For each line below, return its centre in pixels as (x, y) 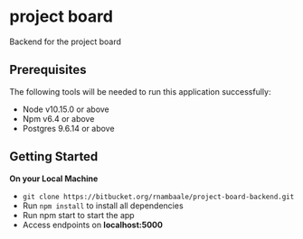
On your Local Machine (54, 179)
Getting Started (54, 156)
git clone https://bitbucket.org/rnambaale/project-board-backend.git (158, 197)
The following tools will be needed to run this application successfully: (140, 91)
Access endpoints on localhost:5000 (92, 225)
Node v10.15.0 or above (66, 109)
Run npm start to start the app (78, 215)
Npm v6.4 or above (58, 118)
